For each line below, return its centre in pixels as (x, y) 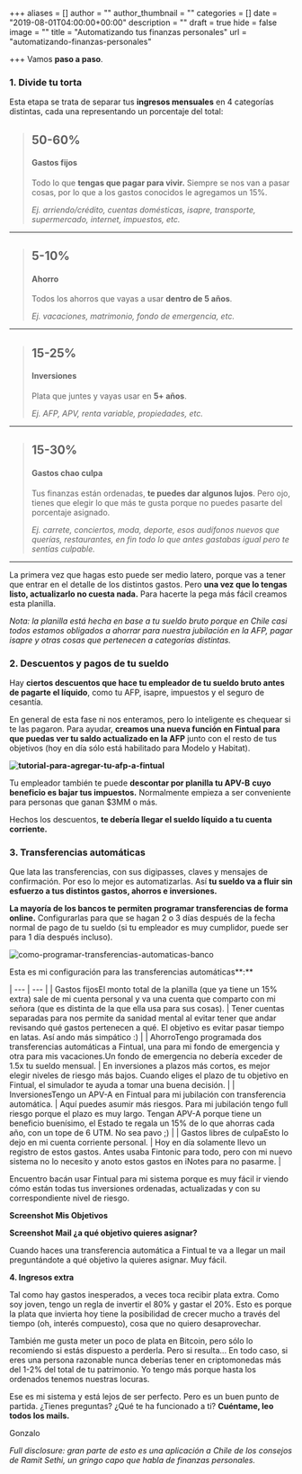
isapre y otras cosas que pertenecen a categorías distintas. (120, 640)
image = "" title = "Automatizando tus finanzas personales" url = (128, 32)
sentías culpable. (63, 549)
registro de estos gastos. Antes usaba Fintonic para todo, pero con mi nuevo (151, 1152)
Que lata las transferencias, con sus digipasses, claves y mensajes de (138, 872)
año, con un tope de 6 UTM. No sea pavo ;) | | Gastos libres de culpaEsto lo (149, 1133)
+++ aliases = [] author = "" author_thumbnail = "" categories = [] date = (143, 13)
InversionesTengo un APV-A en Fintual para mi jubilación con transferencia (147, 1095)
